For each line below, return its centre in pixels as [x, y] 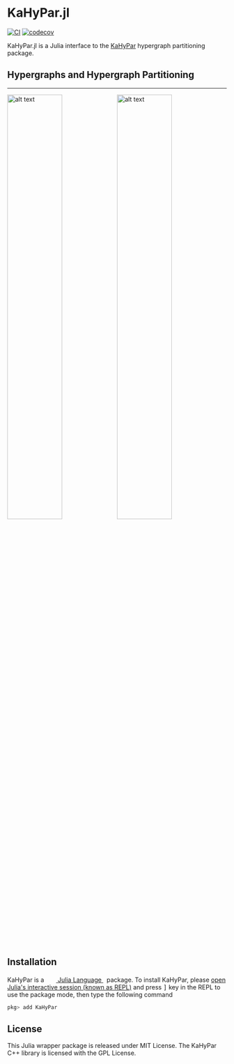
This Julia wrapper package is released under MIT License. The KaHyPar [112, 1046]
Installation [32, 962]
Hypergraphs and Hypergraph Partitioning [101, 75]
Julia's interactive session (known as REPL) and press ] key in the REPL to [114, 987]
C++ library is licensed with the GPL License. [72, 1053]
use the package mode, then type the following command [90, 994]
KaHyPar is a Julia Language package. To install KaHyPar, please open [117, 980]
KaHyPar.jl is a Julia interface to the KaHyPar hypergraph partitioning [106, 45]
